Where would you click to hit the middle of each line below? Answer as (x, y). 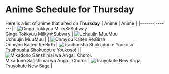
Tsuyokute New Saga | (29, 66)
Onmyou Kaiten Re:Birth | (32, 44)
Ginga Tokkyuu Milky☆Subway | (39, 34)
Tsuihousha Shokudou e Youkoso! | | (44, 50)
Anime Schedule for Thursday (70, 9)
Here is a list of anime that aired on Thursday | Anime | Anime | (71, 23)
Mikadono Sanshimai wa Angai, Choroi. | (48, 60)
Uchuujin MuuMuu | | (27, 39)
